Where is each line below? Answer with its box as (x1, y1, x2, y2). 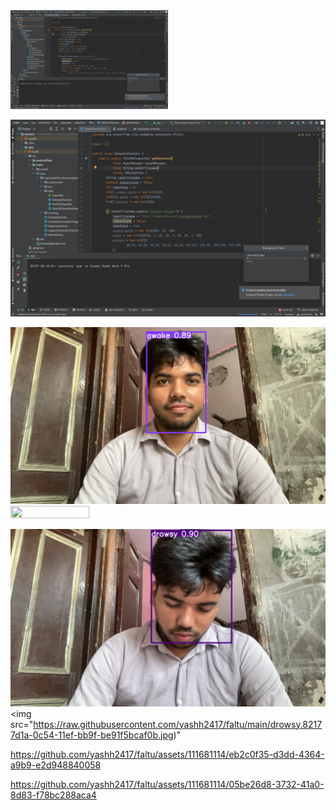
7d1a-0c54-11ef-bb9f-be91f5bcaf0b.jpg (10, 729, 174, 741)
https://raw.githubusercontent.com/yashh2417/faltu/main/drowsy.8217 (33, 718, 323, 730)
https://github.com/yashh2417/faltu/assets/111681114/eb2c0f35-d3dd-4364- (10, 748, 325, 760)
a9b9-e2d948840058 (10, 759, 102, 771)
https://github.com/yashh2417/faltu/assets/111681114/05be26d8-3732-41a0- (10, 778, 325, 790)
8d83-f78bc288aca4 (10, 789, 97, 801)
